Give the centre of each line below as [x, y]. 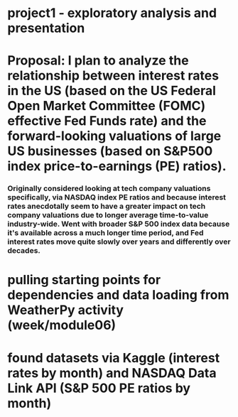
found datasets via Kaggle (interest [114, 358]
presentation [46, 28]
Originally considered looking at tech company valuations [109, 188]
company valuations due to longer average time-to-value [108, 215]
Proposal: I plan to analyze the [98, 61]
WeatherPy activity [66, 310]
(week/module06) [62, 325]
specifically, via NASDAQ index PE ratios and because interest [117, 197]
